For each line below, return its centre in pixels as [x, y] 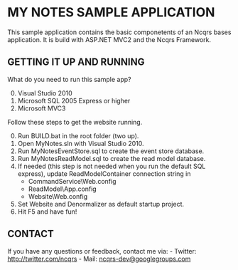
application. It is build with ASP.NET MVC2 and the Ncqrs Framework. [109, 39]
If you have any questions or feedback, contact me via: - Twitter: [102, 251]
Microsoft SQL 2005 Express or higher [74, 100]
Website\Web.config [58, 196]
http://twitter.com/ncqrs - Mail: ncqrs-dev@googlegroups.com [99, 259]
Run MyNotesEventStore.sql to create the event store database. [111, 151]
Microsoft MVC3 [42, 108]
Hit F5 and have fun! [47, 212]
